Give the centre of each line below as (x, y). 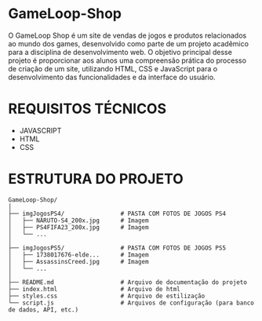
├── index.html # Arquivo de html (94, 289)
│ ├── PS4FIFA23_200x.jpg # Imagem (78, 227)
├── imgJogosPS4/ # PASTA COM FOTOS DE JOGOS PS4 (117, 213)
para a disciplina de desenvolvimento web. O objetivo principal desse (120, 52)
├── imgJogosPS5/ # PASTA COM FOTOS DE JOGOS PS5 (117, 248)
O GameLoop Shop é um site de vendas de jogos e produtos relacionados (127, 35)
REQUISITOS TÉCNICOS (87, 109)
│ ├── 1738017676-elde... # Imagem (78, 255)
